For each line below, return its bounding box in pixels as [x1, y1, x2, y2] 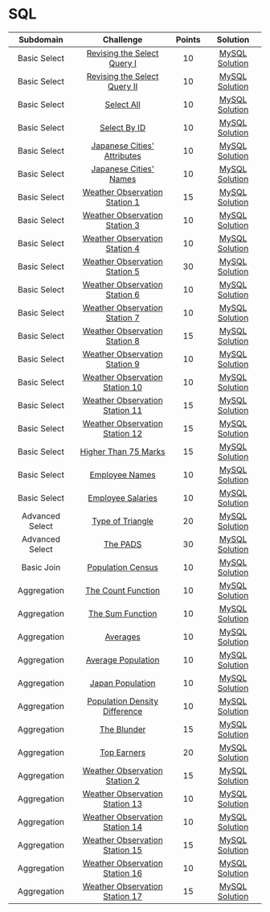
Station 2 [105, 774, 141, 786]
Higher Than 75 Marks [80, 446, 166, 457]
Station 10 [103, 382, 143, 393]
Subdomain [18, 34, 63, 45]
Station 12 [103, 427, 143, 439]
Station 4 [105, 242, 141, 254]
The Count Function [85, 584, 161, 596]
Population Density [87, 695, 159, 707]
